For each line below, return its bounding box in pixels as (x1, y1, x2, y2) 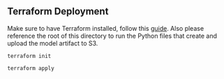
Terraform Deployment (7, 6, 109, 17)
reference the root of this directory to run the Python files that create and (7, 31, 218, 40)
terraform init (7, 52, 52, 59)
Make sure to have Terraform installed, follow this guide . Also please (7, 24, 204, 32)
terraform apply (7, 64, 54, 72)
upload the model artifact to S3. (7, 38, 98, 48)
